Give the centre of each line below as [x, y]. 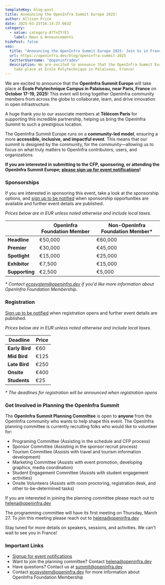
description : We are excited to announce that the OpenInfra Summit [81, 65]
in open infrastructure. [28, 104]
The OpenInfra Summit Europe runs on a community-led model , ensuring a [82, 134]
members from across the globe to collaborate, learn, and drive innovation [80, 99]
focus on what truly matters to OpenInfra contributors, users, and [71, 149]
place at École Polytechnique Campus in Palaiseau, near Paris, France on [81, 89]
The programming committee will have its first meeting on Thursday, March [81, 512]
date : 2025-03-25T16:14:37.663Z [38, 23]
